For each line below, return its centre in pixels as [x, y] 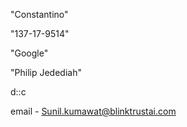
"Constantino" [39, 14]
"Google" [29, 53]
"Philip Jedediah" [46, 72]
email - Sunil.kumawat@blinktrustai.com [93, 111]
